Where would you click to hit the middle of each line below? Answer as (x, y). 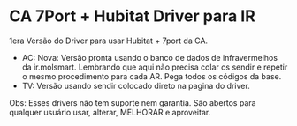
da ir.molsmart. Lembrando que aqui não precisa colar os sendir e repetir (155, 67)
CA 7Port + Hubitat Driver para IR (133, 16)
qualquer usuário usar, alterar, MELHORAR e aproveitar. (110, 112)
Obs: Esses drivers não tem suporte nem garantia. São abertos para (133, 102)
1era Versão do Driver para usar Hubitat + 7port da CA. (109, 41)
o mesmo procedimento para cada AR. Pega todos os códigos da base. (152, 76)
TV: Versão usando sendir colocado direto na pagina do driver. (136, 85)
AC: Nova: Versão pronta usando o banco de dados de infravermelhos (150, 57)
